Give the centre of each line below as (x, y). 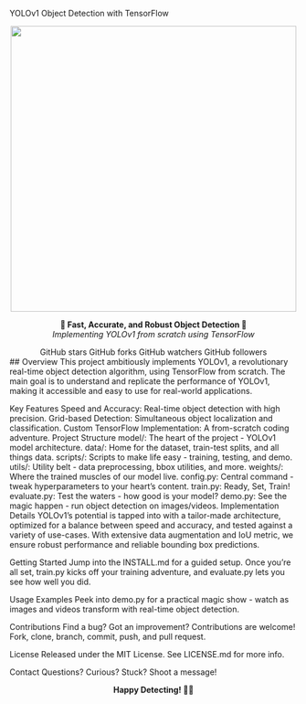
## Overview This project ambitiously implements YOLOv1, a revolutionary (149, 362)
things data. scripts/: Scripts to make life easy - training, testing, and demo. (151, 457)
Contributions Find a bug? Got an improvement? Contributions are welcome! (153, 627)
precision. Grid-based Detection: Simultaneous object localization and (141, 418)
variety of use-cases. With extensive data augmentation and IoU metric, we (152, 535)
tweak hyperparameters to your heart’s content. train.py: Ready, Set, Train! (150, 486)
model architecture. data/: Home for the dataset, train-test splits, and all (144, 448)
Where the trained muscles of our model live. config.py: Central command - (152, 476)
